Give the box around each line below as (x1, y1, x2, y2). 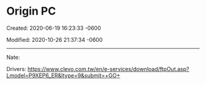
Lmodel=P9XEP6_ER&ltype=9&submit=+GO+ (6, 72, 121, 79)
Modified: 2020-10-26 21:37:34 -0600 (6, 36, 103, 43)
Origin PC (6, 4, 56, 18)
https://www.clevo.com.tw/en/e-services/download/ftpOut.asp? (27, 65, 189, 72)
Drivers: (6, 65, 26, 72)
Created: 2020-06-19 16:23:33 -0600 (6, 24, 101, 32)
